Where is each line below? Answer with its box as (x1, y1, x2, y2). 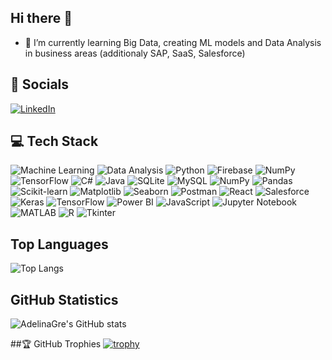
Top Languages (10, 236, 109, 253)
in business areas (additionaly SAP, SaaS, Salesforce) (24, 47, 246, 59)
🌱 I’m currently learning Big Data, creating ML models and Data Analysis (24, 36, 322, 48)
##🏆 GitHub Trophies (10, 338, 102, 350)
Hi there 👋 (10, 10, 73, 27)
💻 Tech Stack (10, 133, 99, 150)
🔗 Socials (10, 76, 70, 93)
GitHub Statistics (10, 291, 119, 308)
